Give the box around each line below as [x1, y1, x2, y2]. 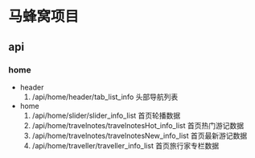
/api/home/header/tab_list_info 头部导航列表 [31, 92, 179, 102]
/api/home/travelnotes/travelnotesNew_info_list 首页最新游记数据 [31, 131, 248, 140]
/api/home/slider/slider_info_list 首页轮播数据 [31, 110, 181, 120]
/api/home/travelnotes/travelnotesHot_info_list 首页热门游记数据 [31, 120, 244, 130]
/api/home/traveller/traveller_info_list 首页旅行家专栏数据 [31, 140, 220, 150]
